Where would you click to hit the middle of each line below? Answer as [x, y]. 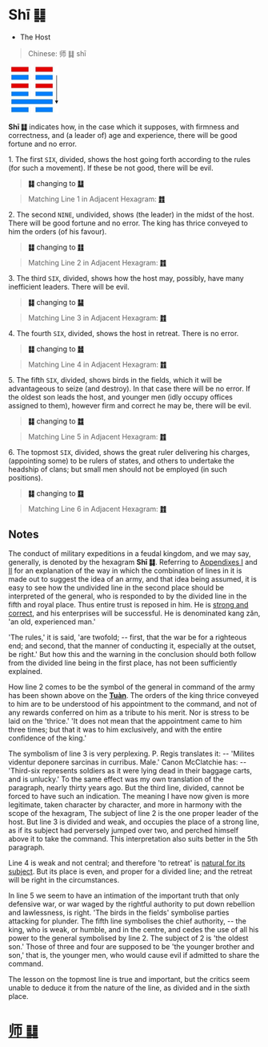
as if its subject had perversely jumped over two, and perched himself [123, 830]
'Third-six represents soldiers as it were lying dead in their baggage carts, [130, 771]
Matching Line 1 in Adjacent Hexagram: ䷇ [96, 199]
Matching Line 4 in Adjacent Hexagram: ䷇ [97, 365]
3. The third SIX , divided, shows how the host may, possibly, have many [126, 278]
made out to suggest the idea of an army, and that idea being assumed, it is [133, 579]
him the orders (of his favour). [58, 232]
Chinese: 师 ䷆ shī [57, 53]
